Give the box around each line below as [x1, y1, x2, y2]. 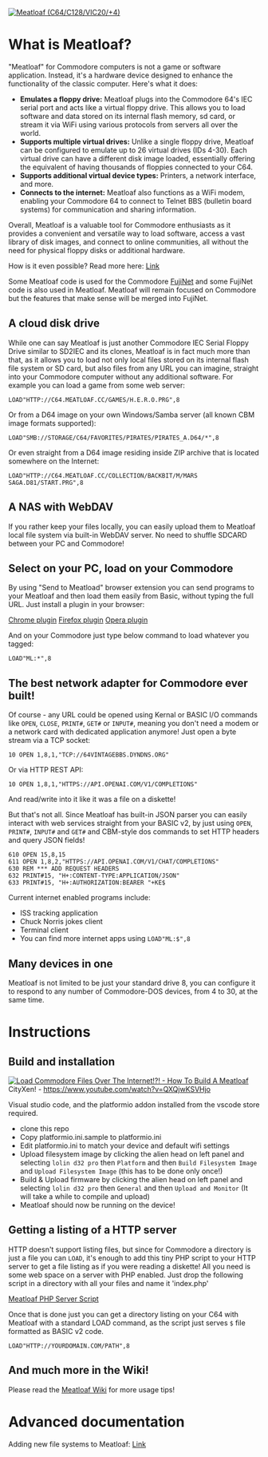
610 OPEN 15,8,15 [8, 851, 66, 859]
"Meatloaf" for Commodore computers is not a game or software [8, 62, 221, 71]
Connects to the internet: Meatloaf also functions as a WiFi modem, [19, 188, 246, 197]
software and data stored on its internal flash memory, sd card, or [19, 111, 235, 121]
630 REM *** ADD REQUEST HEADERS [8, 865, 120, 873]
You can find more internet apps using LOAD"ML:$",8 [19, 934, 191, 943]
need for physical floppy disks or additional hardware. [8, 245, 186, 255]
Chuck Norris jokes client [19, 917, 104, 927]
